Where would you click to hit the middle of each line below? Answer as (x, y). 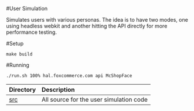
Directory (23, 90)
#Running (18, 65)
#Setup (15, 44)
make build (19, 54)
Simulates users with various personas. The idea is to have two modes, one (97, 20)
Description (58, 90)
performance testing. (32, 32)
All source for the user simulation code (95, 100)
